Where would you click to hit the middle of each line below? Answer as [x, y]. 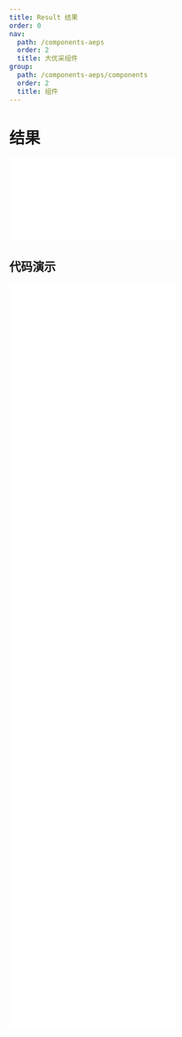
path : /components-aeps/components [83, 75]
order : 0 [25, 26]
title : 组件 [38, 91]
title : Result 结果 [44, 17]
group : [21, 67]
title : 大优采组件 [47, 58]
